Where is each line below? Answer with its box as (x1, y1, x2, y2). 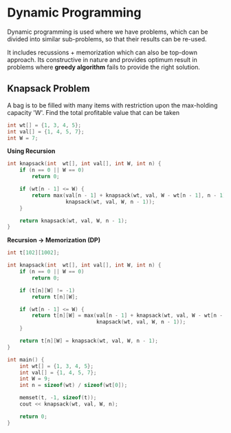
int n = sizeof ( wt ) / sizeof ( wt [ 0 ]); (19, 382, 128, 389)
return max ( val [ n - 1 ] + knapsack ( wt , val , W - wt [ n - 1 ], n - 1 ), (32, 191, 229, 199)
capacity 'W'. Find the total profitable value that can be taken (7, 108, 180, 116)
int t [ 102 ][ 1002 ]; (7, 249, 60, 256)
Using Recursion (7, 147, 56, 156)
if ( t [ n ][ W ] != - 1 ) (19, 287, 76, 294)
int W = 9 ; (19, 375, 51, 383)
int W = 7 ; (7, 134, 38, 142)
